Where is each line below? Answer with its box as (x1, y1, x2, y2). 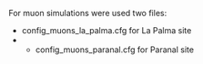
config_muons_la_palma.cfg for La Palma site (21, 25, 192, 35)
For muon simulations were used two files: (8, 8, 167, 18)
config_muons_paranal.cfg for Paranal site (35, 44, 195, 55)
